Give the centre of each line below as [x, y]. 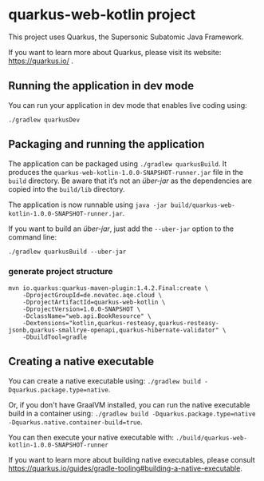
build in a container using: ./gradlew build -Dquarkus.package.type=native [132, 413]
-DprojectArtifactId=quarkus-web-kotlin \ [94, 302]
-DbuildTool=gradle [55, 337]
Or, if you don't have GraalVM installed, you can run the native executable [129, 404]
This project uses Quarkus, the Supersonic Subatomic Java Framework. [126, 37]
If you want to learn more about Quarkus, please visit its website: [115, 52]
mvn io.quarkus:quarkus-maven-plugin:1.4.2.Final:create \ [108, 288]
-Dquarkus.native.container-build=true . [75, 422]
